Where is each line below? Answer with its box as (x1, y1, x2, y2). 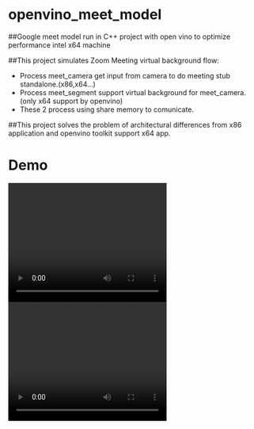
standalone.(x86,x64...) (19, 79, 97, 89)
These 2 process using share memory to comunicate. (19, 105, 195, 114)
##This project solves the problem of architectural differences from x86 (8, 120, 242, 129)
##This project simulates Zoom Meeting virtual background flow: (8, 56, 219, 65)
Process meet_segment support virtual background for (19, 87, 199, 97)
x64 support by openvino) (38, 96, 123, 105)
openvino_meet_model (8, 6, 162, 24)
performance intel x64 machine (8, 40, 111, 49)
